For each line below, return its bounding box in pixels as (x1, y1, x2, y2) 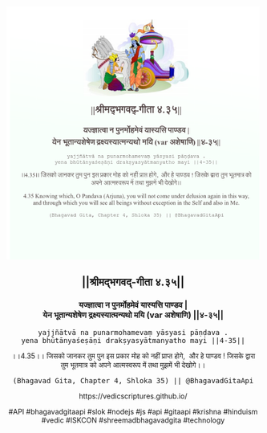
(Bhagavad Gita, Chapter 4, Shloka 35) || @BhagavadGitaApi (12, 376, 254, 385)
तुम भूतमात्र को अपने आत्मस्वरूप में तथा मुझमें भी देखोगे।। (60, 360, 206, 370)
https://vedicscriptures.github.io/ (78, 391, 188, 401)
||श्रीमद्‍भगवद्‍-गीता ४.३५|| (81, 276, 185, 289)
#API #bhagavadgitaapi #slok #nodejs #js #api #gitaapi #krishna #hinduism (8, 406, 258, 416)
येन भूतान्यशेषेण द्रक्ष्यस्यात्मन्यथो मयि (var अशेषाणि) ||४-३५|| (42, 309, 225, 321)
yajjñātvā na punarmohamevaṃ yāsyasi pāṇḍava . (38, 328, 229, 337)
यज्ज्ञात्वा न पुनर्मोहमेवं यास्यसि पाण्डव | (78, 300, 188, 311)
